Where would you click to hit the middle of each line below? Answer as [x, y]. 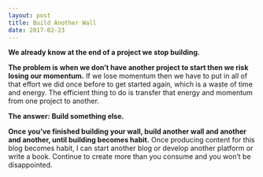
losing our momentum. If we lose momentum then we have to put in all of [128, 76]
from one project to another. [54, 101]
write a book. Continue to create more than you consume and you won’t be [130, 157]
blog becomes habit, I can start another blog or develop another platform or [131, 148]
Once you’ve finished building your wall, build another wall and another [127, 131]
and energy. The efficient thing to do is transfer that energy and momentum [131, 93]
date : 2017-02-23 [37, 30]
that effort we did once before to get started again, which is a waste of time [131, 84]
